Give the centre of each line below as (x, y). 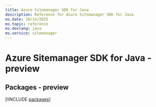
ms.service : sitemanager (31, 33)
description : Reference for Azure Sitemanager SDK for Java (70, 15)
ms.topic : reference (27, 24)
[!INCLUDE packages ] (28, 99)
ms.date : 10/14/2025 (27, 19)
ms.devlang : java (23, 29)
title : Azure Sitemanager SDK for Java (47, 10)
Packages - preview (37, 87)
